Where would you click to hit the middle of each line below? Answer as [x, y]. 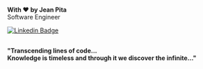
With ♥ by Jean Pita [37, 10]
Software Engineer [34, 17]
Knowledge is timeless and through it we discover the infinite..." [102, 58]
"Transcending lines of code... [52, 50]
